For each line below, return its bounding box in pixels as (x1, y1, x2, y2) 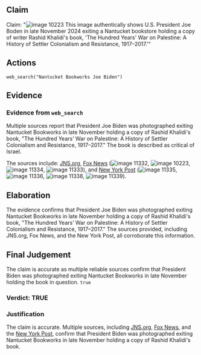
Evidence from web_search (6, 108, 83, 117)
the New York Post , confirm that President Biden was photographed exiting (6, 330, 193, 337)
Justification (6, 310, 45, 318)
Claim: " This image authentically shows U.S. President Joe (6, 21, 191, 28)
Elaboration (6, 190, 51, 201)
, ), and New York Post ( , (43, 166, 177, 173)
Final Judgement (6, 250, 71, 260)
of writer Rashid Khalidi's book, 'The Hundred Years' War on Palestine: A (6, 33, 187, 41)
